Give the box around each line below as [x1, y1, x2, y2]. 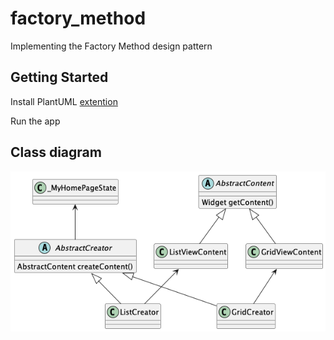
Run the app [10, 115, 61, 127]
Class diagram [10, 144, 102, 161]
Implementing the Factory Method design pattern [10, 40, 213, 52]
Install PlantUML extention [10, 95, 118, 107]
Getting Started [10, 69, 109, 86]
